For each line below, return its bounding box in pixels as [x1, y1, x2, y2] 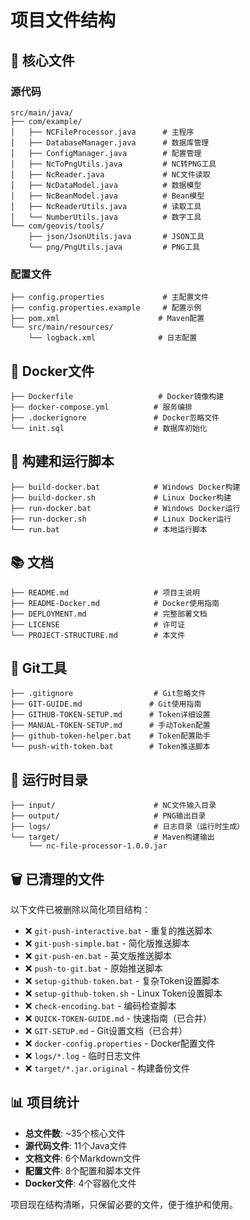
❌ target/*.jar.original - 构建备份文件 [24, 1062, 191, 1075]
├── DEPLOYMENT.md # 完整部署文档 [10, 609, 208, 619]
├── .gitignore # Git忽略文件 [10, 689, 207, 699]
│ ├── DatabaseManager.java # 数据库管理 [10, 137, 210, 148]
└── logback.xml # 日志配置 [28, 333, 198, 343]
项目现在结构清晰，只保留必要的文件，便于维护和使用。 [10, 1198, 238, 1210]
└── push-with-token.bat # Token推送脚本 [10, 742, 211, 752]
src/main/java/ [10, 107, 74, 118]
